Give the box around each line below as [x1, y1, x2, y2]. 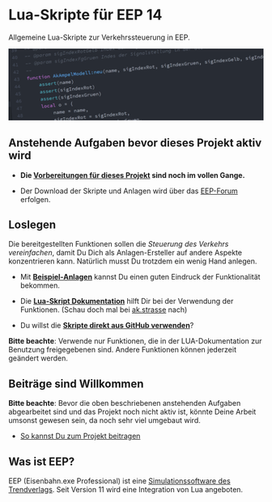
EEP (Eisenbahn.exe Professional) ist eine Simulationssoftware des [8, 475, 231, 486]
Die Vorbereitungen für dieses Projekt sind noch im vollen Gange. [19, 170, 245, 179]
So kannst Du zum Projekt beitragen [19, 431, 141, 441]
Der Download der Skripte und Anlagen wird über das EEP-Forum [19, 186, 239, 196]
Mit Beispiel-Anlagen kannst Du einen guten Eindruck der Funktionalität [19, 272, 261, 282]
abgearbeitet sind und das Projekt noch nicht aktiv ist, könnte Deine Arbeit [8, 407, 257, 417]
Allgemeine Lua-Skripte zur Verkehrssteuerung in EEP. [8, 32, 190, 42]
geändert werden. [8, 353, 69, 363]
